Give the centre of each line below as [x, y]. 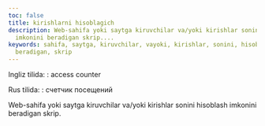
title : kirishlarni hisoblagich [61, 23]
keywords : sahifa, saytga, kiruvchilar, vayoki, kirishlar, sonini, [123, 45]
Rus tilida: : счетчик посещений [60, 90]
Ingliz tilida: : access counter [54, 74]
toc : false [26, 15]
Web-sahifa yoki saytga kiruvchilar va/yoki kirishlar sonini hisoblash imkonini [132, 105]
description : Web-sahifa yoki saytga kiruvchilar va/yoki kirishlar [123, 30]
